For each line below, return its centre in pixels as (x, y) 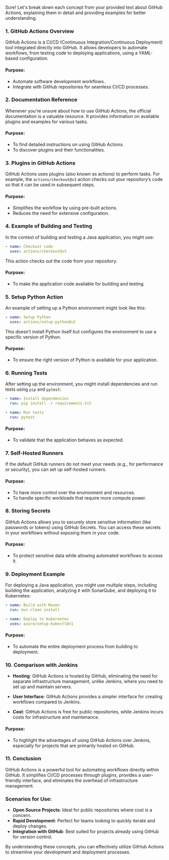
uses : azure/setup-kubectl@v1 (41, 624)
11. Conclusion (23, 759)
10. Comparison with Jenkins (42, 665)
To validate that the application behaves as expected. (68, 440)
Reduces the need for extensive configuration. (61, 213)
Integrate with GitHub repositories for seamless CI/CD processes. (81, 87)
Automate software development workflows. (59, 81)
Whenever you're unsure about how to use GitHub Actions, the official (78, 110)
